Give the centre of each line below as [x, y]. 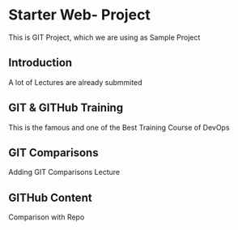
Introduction [40, 63]
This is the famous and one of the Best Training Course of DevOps [119, 127]
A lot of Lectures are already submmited [76, 82]
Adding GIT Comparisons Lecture [64, 172]
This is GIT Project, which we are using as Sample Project [104, 37]
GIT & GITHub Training [66, 108]
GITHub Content [50, 197]
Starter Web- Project [80, 15]
